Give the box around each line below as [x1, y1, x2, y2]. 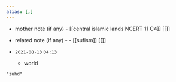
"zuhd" [6, 71, 23, 77]
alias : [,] [6, 8, 34, 15]
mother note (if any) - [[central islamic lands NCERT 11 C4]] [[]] [14, 25, 171, 32]
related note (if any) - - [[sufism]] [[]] [14, 36, 107, 43]
